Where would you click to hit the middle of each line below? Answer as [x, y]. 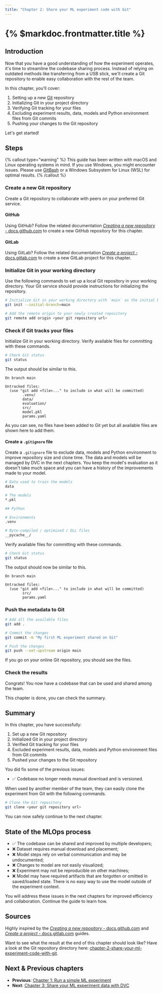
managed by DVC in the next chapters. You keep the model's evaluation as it [81, 463]
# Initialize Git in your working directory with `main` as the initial [80, 300]
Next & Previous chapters [44, 968]
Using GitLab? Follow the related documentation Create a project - [72, 253]
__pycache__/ [18, 535]
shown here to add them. [30, 430]
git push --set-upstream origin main [43, 651]
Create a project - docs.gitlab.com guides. [48, 933]
